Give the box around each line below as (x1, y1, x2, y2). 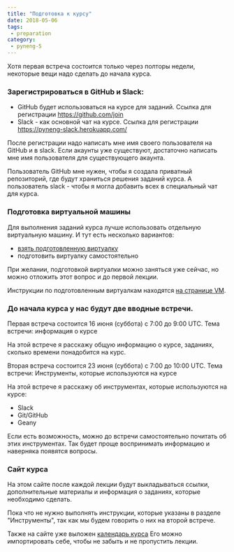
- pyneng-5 (10, 43, 42, 50)
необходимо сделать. (7, 495, 72, 504)
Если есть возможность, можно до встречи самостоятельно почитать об (7, 432, 227, 440)
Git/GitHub (17, 410, 48, 419)
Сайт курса (7, 464, 49, 474)
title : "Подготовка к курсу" (7, 10, 92, 18)
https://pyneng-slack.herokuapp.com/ (17, 125, 128, 134)
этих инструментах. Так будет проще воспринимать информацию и (7, 439, 210, 448)
